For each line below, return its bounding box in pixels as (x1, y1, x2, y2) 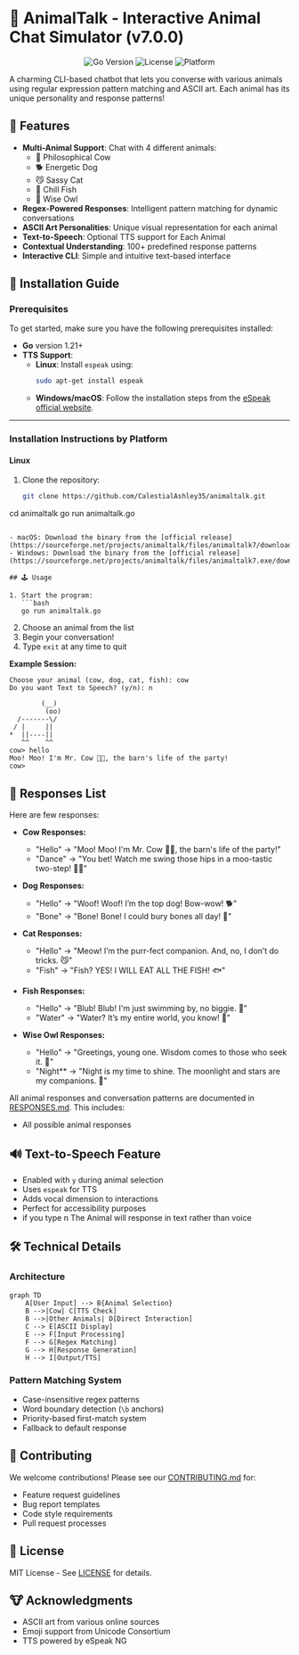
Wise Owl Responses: (21, 1030, 105, 1041)
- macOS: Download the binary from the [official (9, 533, 198, 542)
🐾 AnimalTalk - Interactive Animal (9, 8, 261, 29)
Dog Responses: (21, 880, 85, 891)
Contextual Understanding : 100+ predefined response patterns (21, 241, 257, 251)
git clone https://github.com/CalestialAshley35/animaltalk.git (21, 492, 266, 501)
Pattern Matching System (9, 1373, 122, 1386)
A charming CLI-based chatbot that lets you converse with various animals (9, 73, 283, 84)
